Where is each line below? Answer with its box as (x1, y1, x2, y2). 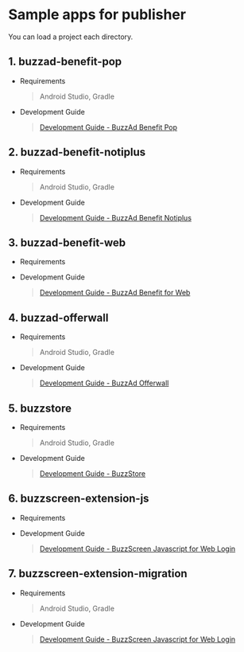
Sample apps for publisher (8, 6, 187, 24)
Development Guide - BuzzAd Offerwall (39, 378, 169, 388)
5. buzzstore (8, 401, 72, 415)
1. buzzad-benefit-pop (8, 55, 122, 68)
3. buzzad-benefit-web (8, 236, 126, 249)
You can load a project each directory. (8, 32, 134, 41)
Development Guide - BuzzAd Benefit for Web (39, 288, 191, 298)
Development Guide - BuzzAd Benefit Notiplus (39, 213, 192, 222)
